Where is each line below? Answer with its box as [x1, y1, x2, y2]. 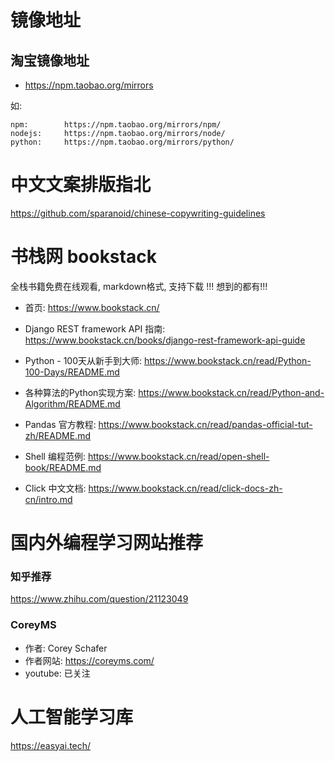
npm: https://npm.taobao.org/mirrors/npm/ [10, 120, 222, 130]
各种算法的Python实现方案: [24, 386, 137, 398]
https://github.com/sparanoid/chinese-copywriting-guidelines [10, 207, 266, 219]
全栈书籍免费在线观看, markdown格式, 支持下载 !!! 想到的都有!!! [10, 280, 268, 292]
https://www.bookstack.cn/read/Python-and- [138, 386, 325, 398]
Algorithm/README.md [24, 397, 121, 410]
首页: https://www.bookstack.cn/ [24, 301, 160, 313]
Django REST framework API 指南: [24, 322, 166, 335]
